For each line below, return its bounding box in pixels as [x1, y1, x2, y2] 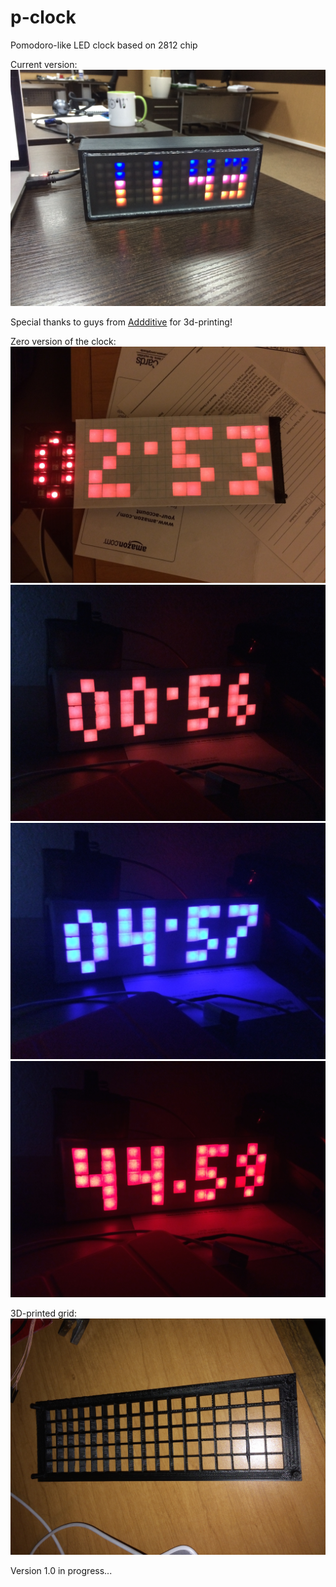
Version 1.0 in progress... [10, 1564, 113, 1576]
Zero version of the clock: [10, 335, 117, 347]
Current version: [10, 58, 78, 70]
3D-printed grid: [10, 1307, 77, 1319]
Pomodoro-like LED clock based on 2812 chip [10, 39, 198, 51]
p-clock [10, 6, 77, 29]
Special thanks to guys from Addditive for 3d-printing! [10, 316, 233, 328]
